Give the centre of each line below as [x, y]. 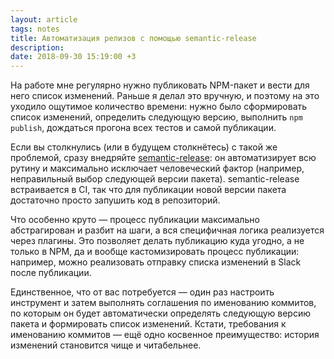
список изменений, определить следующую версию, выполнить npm [156, 117]
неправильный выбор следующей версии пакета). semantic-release [155, 179]
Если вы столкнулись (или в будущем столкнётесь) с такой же [144, 147]
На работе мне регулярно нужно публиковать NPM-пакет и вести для [160, 85]
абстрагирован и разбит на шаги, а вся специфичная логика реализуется [167, 230]
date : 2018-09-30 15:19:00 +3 [73, 57]
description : [37, 47]
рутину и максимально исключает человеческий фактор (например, [157, 168]
